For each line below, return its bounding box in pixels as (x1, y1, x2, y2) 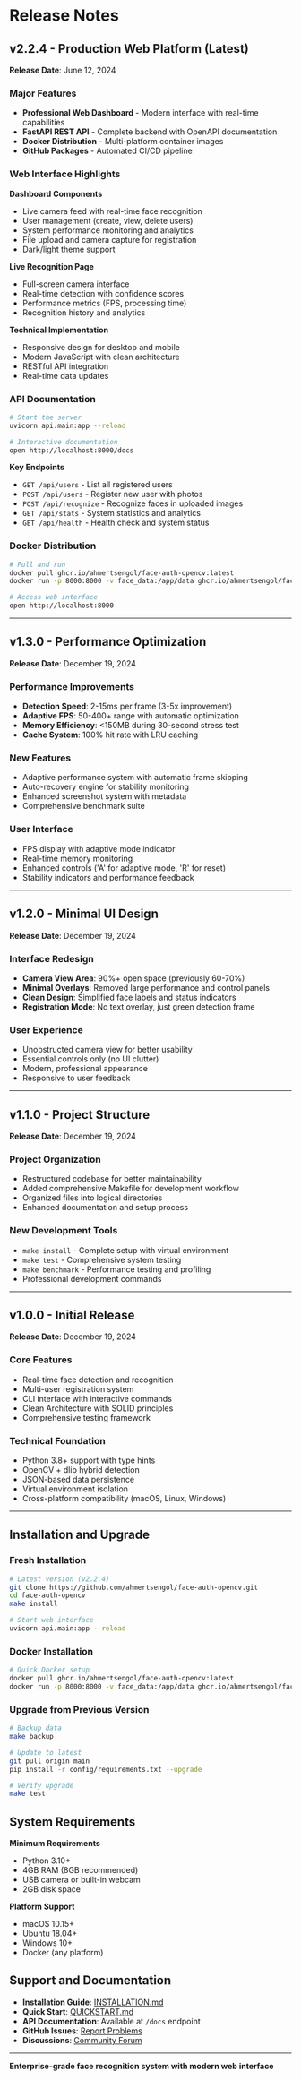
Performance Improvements (9, 680, 135, 692)
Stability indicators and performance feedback (21, 872, 194, 882)
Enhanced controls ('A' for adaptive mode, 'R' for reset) (21, 862, 227, 873)
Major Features (9, 87, 77, 99)
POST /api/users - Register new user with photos (21, 489, 203, 500)
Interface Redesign (9, 952, 94, 965)
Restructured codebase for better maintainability (21, 1173, 202, 1184)
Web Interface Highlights (9, 168, 121, 180)
